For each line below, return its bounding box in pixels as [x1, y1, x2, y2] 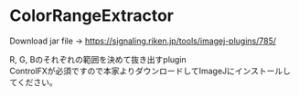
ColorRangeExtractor [9, 5, 174, 26]
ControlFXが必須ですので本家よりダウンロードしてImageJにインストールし [9, 65, 291, 76]
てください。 [9, 76, 58, 87]
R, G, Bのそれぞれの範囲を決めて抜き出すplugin [9, 53, 187, 64]
